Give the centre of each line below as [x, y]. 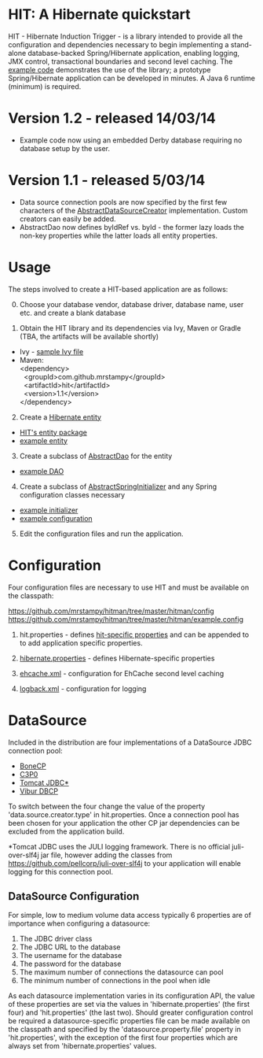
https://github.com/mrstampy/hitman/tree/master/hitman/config [111, 611]
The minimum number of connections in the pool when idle [115, 981]
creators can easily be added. [68, 219]
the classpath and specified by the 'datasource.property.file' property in [125, 1030]
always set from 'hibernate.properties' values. [82, 1046]
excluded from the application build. [66, 831]
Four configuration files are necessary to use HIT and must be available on [129, 587]
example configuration [56, 518]
